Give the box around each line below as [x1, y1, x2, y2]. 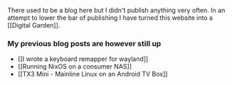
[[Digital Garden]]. [7, 21, 60, 29]
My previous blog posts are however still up [7, 38, 162, 48]
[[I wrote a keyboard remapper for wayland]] [17, 55, 149, 63]
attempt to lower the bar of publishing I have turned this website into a [7, 13, 213, 22]
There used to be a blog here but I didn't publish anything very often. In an [7, 6, 226, 14]
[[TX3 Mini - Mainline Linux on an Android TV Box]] [17, 70, 168, 79]
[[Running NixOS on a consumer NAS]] [17, 62, 132, 71]
